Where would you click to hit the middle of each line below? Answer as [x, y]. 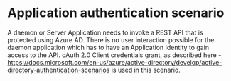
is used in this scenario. [146, 70]
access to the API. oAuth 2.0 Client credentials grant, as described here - [114, 55]
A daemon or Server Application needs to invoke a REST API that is [106, 32]
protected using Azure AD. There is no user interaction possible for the [111, 39]
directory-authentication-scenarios [59, 70]
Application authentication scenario [116, 13]
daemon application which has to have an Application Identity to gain [108, 47]
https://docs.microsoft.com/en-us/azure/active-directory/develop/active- [115, 62]
